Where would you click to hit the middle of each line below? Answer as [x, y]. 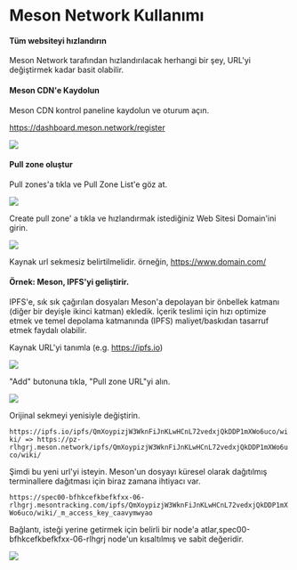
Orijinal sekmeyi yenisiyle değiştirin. [75, 415]
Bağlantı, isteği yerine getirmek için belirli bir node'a [104, 529]
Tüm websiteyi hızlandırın [58, 40]
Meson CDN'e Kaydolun [54, 90]
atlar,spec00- [225, 529]
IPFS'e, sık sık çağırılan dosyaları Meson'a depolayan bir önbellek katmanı [144, 302]
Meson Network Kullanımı [107, 16]
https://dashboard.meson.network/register [88, 127]
